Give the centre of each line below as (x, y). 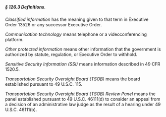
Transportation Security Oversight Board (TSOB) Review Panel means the (81, 94)
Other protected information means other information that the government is (83, 49)
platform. (14, 39)
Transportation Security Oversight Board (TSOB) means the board (73, 79)
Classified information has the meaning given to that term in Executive (77, 19)
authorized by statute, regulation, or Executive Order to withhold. (71, 54)
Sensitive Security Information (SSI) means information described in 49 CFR (83, 64)
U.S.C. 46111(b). (21, 110)
